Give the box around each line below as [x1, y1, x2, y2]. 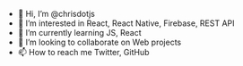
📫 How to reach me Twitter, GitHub [17, 47, 150, 57]
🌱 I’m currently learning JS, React [17, 28, 142, 37]
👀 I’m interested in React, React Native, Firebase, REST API [17, 18, 235, 29]
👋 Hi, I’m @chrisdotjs [17, 9, 96, 19]
